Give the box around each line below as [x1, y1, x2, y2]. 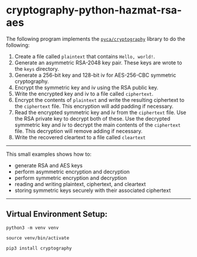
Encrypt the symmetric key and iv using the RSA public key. [14, 84, 159, 91]
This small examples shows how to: [6, 150, 92, 157]
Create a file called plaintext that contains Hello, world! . [14, 53, 155, 60]
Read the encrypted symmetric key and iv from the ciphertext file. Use [14, 109, 186, 116]
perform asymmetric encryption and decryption [14, 168, 130, 175]
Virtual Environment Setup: [6, 209, 108, 220]
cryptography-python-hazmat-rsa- [6, 4, 182, 17]
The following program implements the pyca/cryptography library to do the [6, 35, 186, 42]
